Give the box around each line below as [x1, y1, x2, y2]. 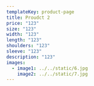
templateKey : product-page [6, 8, 75, 15]
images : [6, 59, 26, 65]
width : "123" [6, 31, 39, 38]
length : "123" [6, 37, 42, 43]
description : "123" [6, 54, 56, 60]
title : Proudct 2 [6, 15, 50, 21]
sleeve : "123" [6, 48, 42, 55]
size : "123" [6, 25, 36, 32]
